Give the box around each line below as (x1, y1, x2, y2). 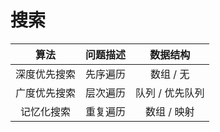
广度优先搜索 (15, 86, 77, 100)
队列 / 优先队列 (135, 86, 205, 100)
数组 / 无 (150, 67, 190, 81)
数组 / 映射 (145, 104, 195, 118)
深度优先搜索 (15, 67, 77, 81)
